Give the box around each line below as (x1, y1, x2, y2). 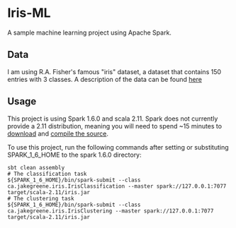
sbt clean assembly (7, 164, 65, 171)
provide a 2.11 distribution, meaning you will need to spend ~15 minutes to (7, 121, 222, 130)
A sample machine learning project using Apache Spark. (7, 28, 172, 37)
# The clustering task (7, 195, 74, 202)
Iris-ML (7, 5, 51, 21)
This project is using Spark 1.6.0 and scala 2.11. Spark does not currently (7, 114, 218, 123)
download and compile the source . (7, 129, 108, 138)
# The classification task (7, 170, 87, 177)
